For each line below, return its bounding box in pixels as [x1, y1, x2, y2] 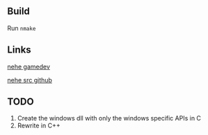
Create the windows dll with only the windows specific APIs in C [17, 114, 202, 123]
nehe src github [7, 75, 52, 84]
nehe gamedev [7, 62, 51, 71]
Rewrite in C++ [17, 121, 61, 130]
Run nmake [7, 24, 36, 32]
